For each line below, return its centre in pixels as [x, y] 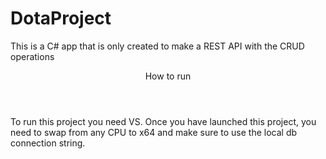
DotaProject [61, 18]
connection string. [48, 143]
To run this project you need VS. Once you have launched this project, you [163, 121]
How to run [168, 76]
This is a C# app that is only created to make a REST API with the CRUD [157, 46]
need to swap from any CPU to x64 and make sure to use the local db [154, 132]
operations [32, 56]
